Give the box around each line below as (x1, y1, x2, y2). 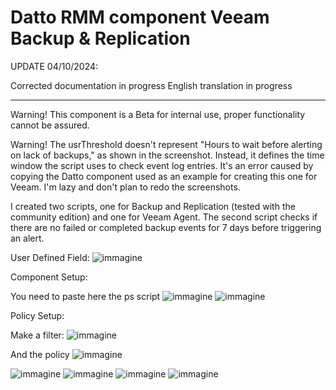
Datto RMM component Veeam (10, 6, 270, 29)
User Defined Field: (10, 251, 90, 263)
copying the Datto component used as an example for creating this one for (10, 170, 318, 182)
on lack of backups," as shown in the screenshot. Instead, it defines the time (10, 149, 325, 161)
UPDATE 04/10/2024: (10, 60, 99, 72)
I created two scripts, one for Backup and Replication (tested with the (10, 200, 296, 212)
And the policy (10, 348, 70, 360)
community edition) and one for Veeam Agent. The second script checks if (10, 211, 318, 223)
